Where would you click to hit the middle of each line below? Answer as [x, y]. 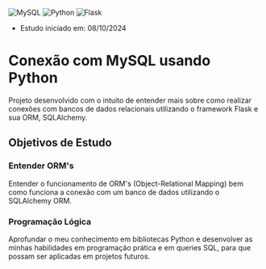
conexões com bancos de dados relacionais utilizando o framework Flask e [133, 108]
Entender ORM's [41, 166]
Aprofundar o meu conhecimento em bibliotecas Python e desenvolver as [131, 239]
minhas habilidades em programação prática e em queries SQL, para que [130, 247]
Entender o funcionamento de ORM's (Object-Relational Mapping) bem [126, 183]
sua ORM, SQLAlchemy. [48, 117]
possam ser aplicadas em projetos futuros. [79, 256]
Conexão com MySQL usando [110, 61]
